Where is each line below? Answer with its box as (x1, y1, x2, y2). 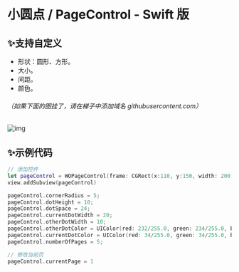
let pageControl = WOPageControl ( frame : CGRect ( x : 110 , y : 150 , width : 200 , (7, 172, 234, 179)
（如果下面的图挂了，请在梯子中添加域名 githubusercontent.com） (7, 101, 203, 110)
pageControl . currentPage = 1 (7, 258, 94, 265)
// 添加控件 (7, 166, 39, 173)
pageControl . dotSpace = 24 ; (7, 205, 91, 212)
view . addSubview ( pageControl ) (7, 179, 97, 186)
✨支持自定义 (7, 37, 63, 49)
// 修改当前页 (7, 251, 44, 258)
